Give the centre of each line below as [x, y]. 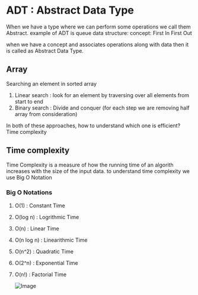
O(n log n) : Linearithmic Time [51, 240]
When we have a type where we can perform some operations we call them [98, 27]
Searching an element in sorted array [51, 84]
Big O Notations [29, 193]
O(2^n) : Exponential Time [46, 263]
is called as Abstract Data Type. [45, 50]
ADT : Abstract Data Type [70, 10]
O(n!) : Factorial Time [41, 274]
